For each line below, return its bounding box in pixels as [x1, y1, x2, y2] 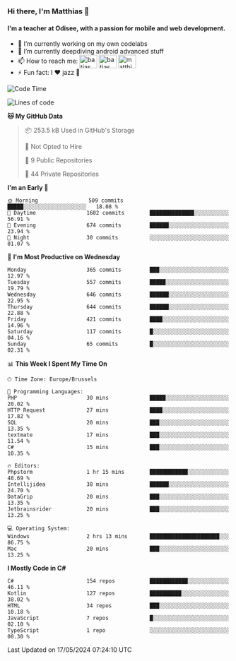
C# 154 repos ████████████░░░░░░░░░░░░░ [7, 578, 230, 585]
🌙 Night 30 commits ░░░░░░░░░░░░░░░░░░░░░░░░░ [7, 234, 230, 242]
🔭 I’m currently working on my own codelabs [17, 40, 148, 48]
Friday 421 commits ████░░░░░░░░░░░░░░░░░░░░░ [7, 316, 230, 323]
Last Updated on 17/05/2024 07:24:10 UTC [7, 645, 132, 654]
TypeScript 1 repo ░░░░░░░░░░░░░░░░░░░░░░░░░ [7, 627, 230, 634]
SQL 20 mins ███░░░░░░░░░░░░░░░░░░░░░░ [7, 419, 230, 427]
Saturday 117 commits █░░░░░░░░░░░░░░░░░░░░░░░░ [7, 328, 230, 335]
